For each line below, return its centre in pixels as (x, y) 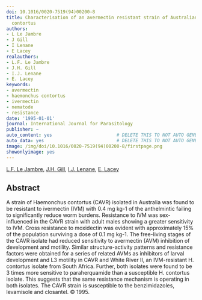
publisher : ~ (23, 130)
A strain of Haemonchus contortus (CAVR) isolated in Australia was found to (100, 202)
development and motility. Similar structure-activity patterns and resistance (99, 247)
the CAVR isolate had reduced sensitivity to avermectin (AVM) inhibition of (98, 241)
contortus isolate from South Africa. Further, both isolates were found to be (99, 266)
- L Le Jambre (24, 34)
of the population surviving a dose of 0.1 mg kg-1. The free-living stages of (99, 234)
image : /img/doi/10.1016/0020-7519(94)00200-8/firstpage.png (84, 146)
